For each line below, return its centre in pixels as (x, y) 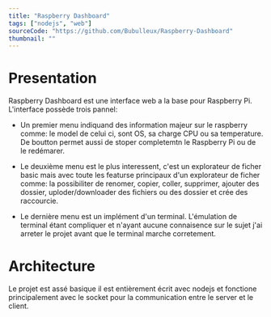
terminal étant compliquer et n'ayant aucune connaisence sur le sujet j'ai (141, 225)
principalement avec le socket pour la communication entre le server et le (131, 298)
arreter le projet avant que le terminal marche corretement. (118, 234)
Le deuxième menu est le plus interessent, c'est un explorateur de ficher (141, 167)
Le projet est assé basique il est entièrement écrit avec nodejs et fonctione (133, 289)
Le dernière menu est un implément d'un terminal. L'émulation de (128, 217)
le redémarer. (42, 151)
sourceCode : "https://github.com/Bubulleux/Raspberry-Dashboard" (121, 31)
